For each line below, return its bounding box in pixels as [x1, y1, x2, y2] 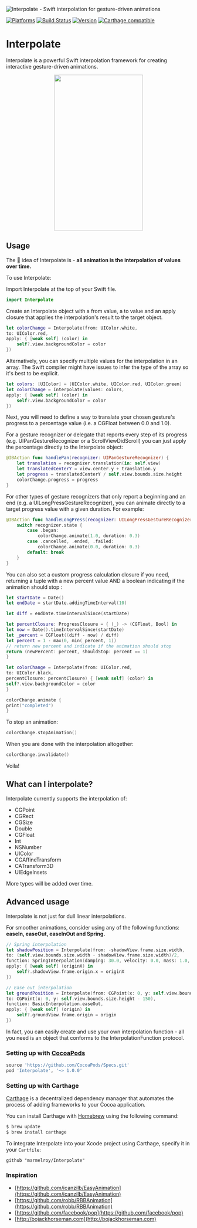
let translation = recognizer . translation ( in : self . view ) [16, 460, 161, 466]
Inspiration [6, 1171, 38, 1179]
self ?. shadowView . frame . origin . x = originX [16, 969, 125, 975]
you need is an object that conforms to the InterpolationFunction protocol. [6, 1034, 185, 1041]
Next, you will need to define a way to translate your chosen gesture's [6, 413, 175, 420]
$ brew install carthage [6, 1129, 67, 1135]
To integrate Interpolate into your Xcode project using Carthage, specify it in [6, 1139, 190, 1146]
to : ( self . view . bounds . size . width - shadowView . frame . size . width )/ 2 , [6, 952, 180, 958]
